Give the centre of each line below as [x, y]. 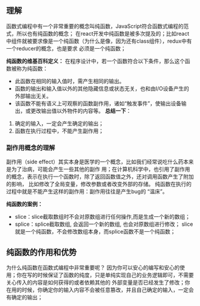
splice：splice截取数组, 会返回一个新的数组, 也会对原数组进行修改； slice [104, 224]
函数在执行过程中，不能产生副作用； [59, 131]
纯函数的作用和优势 [41, 252]
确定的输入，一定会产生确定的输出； [59, 123]
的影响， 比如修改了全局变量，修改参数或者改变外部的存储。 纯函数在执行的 [99, 184]
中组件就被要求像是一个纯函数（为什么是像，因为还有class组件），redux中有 [99, 41]
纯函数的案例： [24, 204]
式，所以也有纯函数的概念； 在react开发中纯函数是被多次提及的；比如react [98, 33]
